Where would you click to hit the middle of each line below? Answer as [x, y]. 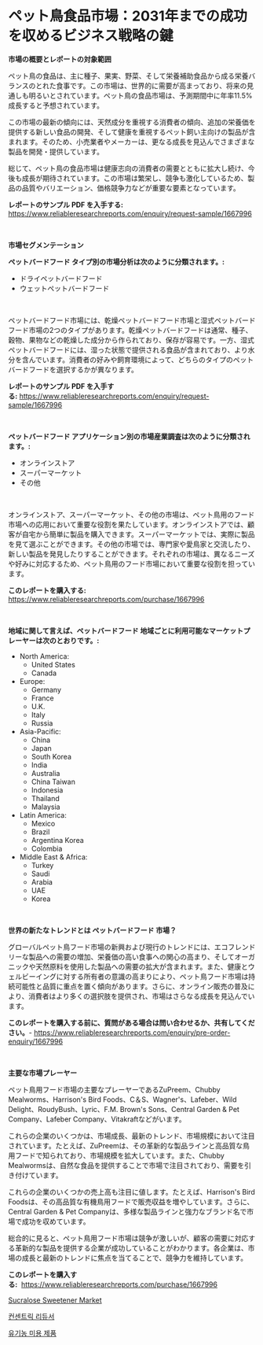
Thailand [46, 798]
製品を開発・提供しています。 [56, 151]
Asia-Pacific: [40, 731]
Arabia [42, 881]
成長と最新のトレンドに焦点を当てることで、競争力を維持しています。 [135, 1258]
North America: [44, 656]
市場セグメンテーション [46, 245]
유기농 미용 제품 [33, 1333]
